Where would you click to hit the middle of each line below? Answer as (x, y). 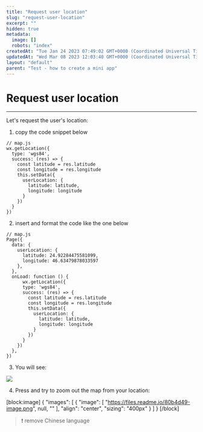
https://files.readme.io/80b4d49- (149, 402)
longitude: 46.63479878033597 (60, 261)
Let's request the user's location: (47, 120)
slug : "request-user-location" (46, 18)
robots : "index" (32, 46)
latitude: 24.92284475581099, (60, 256)
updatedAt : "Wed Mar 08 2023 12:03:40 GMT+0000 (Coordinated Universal (98, 57)
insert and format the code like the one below (72, 223)
